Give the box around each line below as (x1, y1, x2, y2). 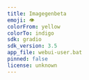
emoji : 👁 (7, 17, 35, 24)
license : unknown (7, 62, 58, 69)
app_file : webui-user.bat (7, 49, 82, 56)
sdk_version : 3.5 (7, 42, 58, 49)
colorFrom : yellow (7, 23, 60, 30)
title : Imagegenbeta (7, 10, 67, 17)
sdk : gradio (7, 36, 42, 43)
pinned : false (7, 56, 49, 63)
